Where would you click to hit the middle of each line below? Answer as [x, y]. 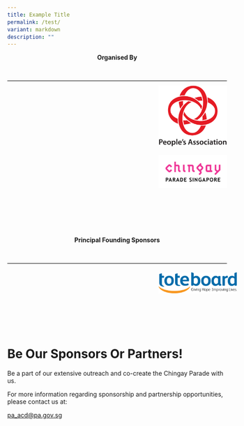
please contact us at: [37, 402]
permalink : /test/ [34, 22]
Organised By [117, 58]
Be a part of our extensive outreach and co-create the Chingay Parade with [115, 373]
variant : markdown [34, 29]
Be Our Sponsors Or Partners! [95, 354]
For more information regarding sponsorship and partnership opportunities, [115, 394]
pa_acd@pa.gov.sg [35, 415]
